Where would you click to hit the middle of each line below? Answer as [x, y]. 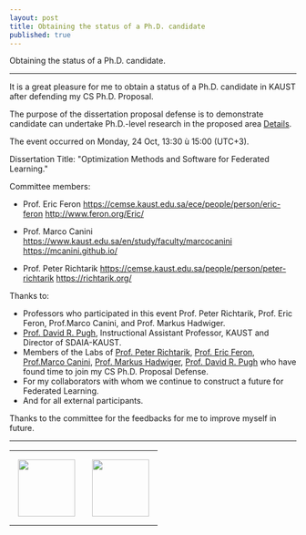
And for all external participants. [83, 401]
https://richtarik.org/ [94, 278]
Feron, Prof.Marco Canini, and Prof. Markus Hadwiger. [124, 324]
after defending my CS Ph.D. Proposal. [82, 97]
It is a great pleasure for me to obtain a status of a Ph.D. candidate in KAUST [153, 87]
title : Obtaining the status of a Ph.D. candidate [107, 26]
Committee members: [50, 187]
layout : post [34, 18]
